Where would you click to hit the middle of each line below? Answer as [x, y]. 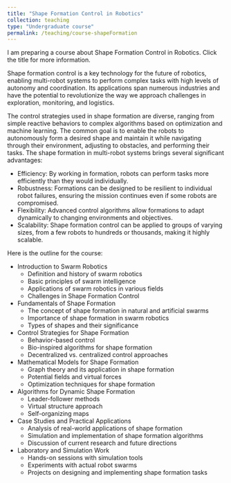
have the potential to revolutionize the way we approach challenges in [107, 95]
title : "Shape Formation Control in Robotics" [75, 13]
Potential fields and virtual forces [75, 377]
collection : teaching [38, 20]
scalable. [30, 240]
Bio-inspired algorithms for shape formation [90, 347]
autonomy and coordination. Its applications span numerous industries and [113, 88]
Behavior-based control [61, 340]
